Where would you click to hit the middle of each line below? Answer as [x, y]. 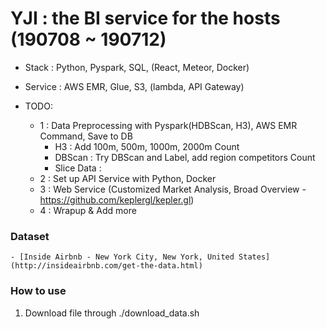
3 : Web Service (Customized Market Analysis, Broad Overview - [173, 189]
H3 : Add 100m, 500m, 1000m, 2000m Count [147, 146]
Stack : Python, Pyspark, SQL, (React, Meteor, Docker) [137, 67]
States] [254, 257]
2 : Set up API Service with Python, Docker [128, 178]
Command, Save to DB [86, 136]
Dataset [30, 236]
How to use [38, 291]
